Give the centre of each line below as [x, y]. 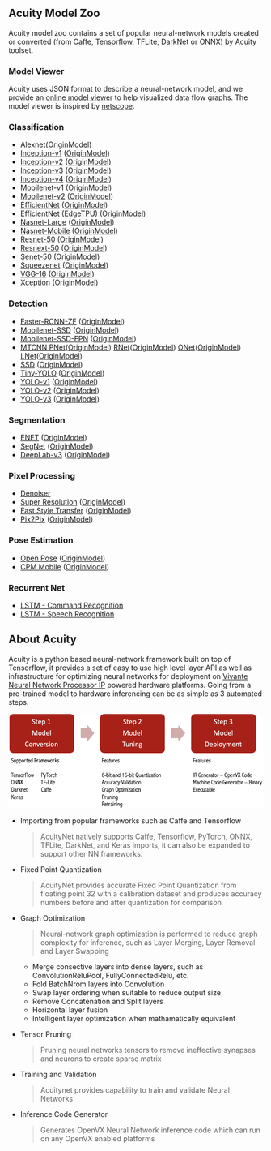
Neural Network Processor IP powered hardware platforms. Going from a [130, 685]
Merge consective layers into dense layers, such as [118, 966]
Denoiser [35, 493]
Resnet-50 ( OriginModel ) [61, 239]
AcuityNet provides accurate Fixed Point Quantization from [138, 885]
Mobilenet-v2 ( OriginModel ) [67, 196]
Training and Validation [58, 1074]
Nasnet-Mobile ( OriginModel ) [69, 231]
